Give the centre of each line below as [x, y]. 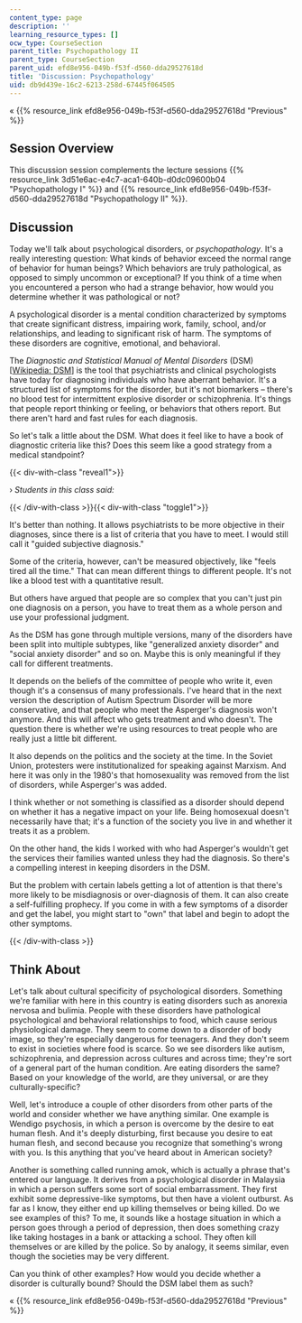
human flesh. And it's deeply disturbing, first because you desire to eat [141, 1133]
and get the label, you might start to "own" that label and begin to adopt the [150, 914]
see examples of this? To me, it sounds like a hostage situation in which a [145, 1218]
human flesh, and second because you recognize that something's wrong [146, 1143]
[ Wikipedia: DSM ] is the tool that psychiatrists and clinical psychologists [143, 370]
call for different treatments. [61, 663]
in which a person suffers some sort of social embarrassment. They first [143, 1189]
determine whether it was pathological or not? [95, 297]
